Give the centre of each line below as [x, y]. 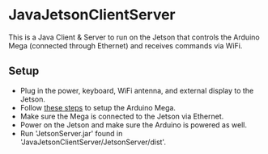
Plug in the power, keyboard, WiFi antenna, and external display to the [137, 90]
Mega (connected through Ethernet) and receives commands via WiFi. [125, 45]
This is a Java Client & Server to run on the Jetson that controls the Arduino [134, 37]
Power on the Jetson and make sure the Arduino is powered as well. [133, 125]
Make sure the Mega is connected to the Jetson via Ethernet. [122, 116]
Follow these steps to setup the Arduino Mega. [98, 107]
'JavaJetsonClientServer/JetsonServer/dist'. [93, 142]
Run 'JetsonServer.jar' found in [71, 133]
